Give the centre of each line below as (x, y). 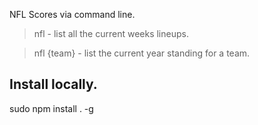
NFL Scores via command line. (72, 14)
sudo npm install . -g (51, 108)
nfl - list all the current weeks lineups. (111, 33)
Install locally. (53, 84)
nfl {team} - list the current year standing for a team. (142, 53)
